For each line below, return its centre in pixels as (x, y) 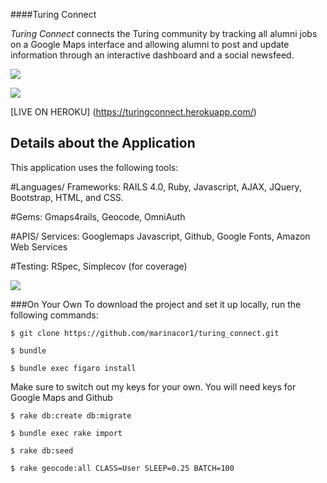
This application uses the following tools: (94, 167)
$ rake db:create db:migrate (71, 415)
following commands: (54, 315)
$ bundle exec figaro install (73, 368)
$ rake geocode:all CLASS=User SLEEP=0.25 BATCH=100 (122, 468)
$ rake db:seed (42, 450)
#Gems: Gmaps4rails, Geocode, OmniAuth (98, 216)
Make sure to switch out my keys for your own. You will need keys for (153, 386)
